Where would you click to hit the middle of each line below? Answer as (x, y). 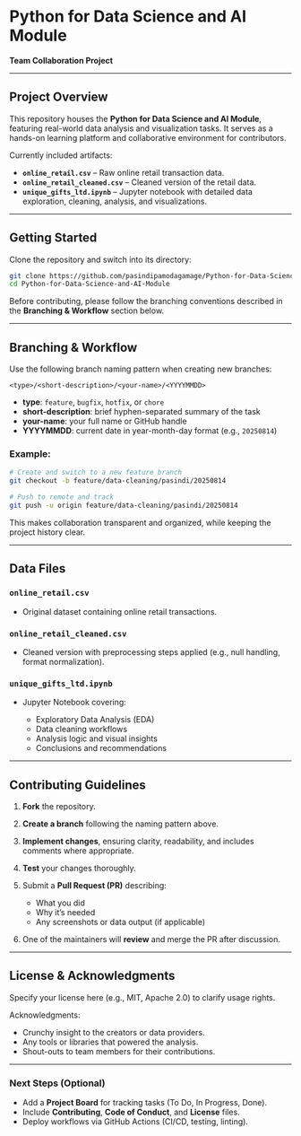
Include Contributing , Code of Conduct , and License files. (131, 1112)
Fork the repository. (59, 807)
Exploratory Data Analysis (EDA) (95, 720)
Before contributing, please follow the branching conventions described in (146, 301)
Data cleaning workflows (82, 730)
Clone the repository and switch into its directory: (100, 259)
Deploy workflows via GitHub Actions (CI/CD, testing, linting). (135, 1122)
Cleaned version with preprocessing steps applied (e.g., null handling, (151, 651)
